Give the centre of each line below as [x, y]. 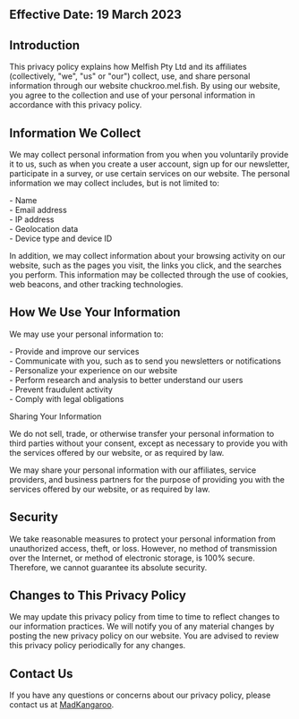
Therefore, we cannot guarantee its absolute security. [108, 567]
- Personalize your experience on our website [93, 370]
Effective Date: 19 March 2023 [95, 15]
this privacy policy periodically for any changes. [98, 646]
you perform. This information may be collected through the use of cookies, [149, 275]
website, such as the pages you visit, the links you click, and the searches [145, 265]
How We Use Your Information [95, 312]
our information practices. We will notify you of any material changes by [142, 627]
